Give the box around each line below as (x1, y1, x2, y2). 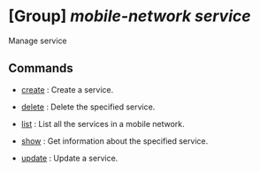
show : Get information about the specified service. (20, 135, 209, 146)
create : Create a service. (20, 84, 114, 94)
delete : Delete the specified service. (20, 101, 156, 112)
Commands (8, 61, 74, 76)
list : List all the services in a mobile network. (20, 118, 185, 129)
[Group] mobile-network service (8, 6, 251, 26)
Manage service (8, 35, 67, 46)
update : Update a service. (20, 153, 119, 163)
